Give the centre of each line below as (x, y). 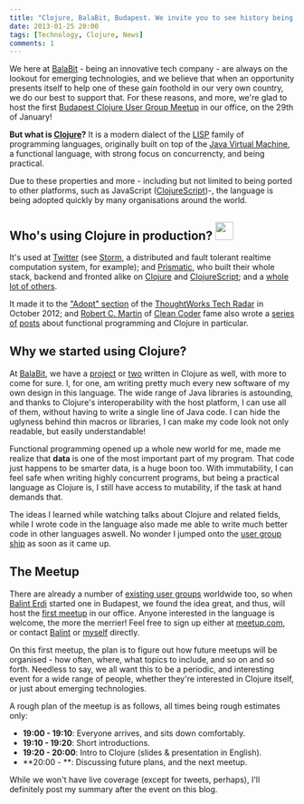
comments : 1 (32, 43)
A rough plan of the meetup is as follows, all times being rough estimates (145, 706)
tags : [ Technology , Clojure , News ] (76, 34)
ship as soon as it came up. (60, 543)
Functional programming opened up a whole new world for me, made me (145, 449)
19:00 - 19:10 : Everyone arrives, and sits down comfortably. (134, 733)
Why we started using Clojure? (98, 351)
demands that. (36, 497)
